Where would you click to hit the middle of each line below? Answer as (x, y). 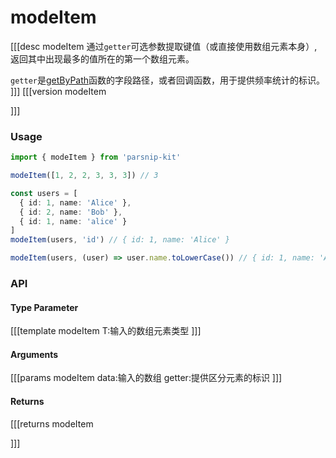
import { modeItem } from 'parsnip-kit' (96, 157)
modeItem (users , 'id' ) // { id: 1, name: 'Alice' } (120, 240)
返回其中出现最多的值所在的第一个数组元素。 (102, 58)
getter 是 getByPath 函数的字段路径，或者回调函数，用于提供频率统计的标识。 (168, 80)
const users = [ (44, 193)
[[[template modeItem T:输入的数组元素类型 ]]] (106, 331)
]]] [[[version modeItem (58, 91)
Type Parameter (44, 307)
